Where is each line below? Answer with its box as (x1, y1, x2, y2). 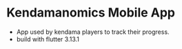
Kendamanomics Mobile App (6, 5, 175, 21)
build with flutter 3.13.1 (16, 35, 80, 43)
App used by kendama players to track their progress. (16, 28, 170, 36)
